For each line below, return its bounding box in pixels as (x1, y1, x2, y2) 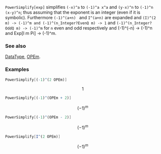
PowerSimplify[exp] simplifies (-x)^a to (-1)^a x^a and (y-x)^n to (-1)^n (5, 4, 154, 10)
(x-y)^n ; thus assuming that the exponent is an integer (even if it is (5, 9, 141, 15)
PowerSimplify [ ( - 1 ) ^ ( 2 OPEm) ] (5, 77, 67, 82)
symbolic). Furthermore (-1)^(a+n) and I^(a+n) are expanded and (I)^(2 (5, 15, 156, 20)
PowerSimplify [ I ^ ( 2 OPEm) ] (5, 134, 61, 139)
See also (5, 42, 26, 49)
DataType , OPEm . (5, 54, 41, 60)
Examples (5, 66, 30, 73)
